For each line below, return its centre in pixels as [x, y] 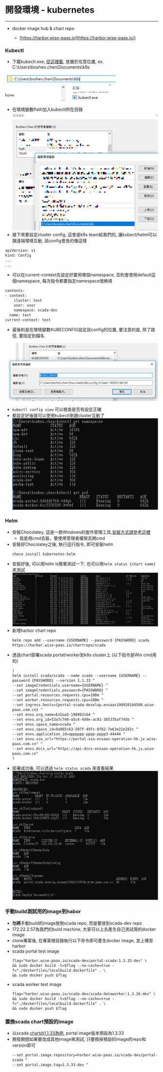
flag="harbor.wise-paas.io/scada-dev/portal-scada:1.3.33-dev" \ [79, 960]
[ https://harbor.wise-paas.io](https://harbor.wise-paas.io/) [77, 38]
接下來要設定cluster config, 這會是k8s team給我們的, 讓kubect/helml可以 [84, 235]
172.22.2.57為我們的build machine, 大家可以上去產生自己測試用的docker [84, 929]
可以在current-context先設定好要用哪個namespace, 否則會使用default [81, 275]
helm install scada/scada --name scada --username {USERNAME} [76, 676]
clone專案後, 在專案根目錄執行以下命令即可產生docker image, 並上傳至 [82, 940]
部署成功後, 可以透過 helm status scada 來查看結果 [63, 768]
